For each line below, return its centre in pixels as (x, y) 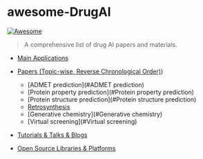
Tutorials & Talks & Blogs (52, 135)
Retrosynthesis (49, 106)
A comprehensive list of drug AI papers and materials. (100, 44)
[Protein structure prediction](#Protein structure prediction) (112, 99)
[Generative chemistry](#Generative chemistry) (95, 114)
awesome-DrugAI (59, 12)
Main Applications (43, 58)
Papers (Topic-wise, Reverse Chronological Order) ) (90, 71)
